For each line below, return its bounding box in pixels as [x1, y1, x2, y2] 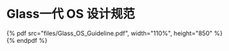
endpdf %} [16, 36, 48, 44]
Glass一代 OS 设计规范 [6, 6, 135, 22]
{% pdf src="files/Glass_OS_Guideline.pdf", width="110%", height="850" [6, 29, 213, 37]
